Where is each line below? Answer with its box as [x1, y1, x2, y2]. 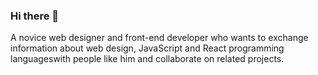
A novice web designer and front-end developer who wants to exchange [10, 32, 309, 44]
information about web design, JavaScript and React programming [10, 42, 285, 54]
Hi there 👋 [10, 9, 60, 23]
